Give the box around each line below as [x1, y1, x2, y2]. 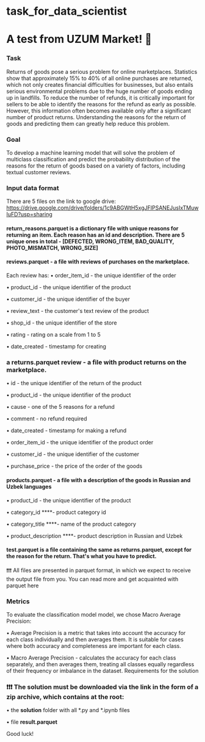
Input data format [6, 183, 59, 192]
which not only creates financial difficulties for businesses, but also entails [6, 81, 193, 88]
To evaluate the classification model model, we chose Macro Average [6, 611, 181, 619]
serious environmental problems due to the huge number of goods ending [6, 87, 192, 95]
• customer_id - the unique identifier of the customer [6, 450, 139, 458]
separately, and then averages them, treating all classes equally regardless [6, 661, 195, 668]
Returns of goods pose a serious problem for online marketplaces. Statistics [6, 68, 198, 75]
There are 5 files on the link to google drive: [6, 197, 116, 205]
